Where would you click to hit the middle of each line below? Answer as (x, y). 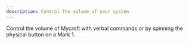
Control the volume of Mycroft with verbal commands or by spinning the (95, 28)
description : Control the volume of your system (68, 11)
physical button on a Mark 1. (41, 34)
